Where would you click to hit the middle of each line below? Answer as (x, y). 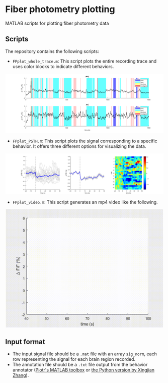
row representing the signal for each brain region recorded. (74, 359)
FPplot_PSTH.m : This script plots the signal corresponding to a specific (85, 141)
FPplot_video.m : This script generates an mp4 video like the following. (85, 202)
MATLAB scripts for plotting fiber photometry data (57, 23)
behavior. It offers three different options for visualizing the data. (79, 146)
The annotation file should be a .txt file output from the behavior (80, 365)
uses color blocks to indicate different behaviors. (63, 66)
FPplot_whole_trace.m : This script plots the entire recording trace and (85, 61)
